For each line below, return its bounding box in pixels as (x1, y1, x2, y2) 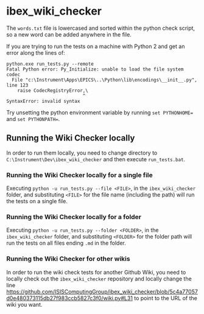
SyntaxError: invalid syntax (6, 98, 80, 104)
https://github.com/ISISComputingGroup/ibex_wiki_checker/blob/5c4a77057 (6, 288, 198, 295)
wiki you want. (6, 301, 43, 308)
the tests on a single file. (6, 198, 68, 205)
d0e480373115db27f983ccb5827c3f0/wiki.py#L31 (6, 294, 133, 302)
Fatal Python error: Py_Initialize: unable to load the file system (6, 66, 184, 72)
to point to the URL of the (133, 294, 198, 302)
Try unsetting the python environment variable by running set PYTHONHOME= (6, 108, 194, 116)
